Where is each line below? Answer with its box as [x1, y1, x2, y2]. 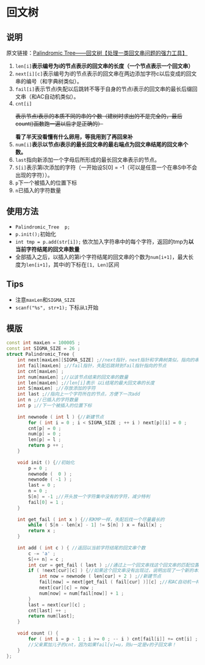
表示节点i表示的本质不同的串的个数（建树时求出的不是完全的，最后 [15, 113, 183, 119]
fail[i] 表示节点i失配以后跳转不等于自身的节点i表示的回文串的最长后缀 [15, 85, 192, 92]
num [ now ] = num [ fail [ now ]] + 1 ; [38, 590, 124, 596]
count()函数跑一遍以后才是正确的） [15, 120, 104, 127]
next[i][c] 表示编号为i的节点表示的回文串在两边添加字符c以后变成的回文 [15, 70, 197, 77]
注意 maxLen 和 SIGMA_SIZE [15, 296, 76, 303]
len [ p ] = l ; [28, 437, 62, 443]
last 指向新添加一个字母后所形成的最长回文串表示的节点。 [15, 156, 160, 163]
